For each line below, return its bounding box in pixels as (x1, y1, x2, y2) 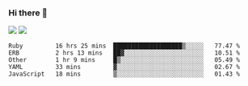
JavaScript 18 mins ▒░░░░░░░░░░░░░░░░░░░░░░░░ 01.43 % (8, 70, 241, 79)
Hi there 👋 (8, 7, 48, 18)
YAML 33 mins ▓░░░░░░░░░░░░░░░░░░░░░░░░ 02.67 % (8, 63, 241, 72)
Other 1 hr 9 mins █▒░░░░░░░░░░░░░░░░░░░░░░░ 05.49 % (8, 56, 241, 64)
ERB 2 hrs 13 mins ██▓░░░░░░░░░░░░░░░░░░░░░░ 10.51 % (8, 49, 241, 57)
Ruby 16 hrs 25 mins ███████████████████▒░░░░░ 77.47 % (8, 42, 241, 51)
